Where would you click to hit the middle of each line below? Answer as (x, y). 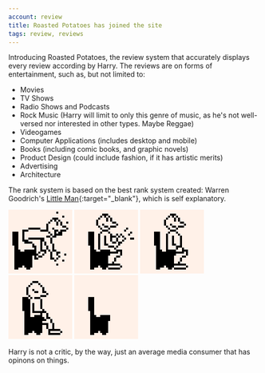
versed (31, 124)
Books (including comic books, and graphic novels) (104, 149)
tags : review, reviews (46, 34)
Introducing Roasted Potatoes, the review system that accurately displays (129, 58)
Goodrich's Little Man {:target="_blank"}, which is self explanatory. (117, 199)
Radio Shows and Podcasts (65, 107)
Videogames (41, 133)
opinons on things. (39, 360)
